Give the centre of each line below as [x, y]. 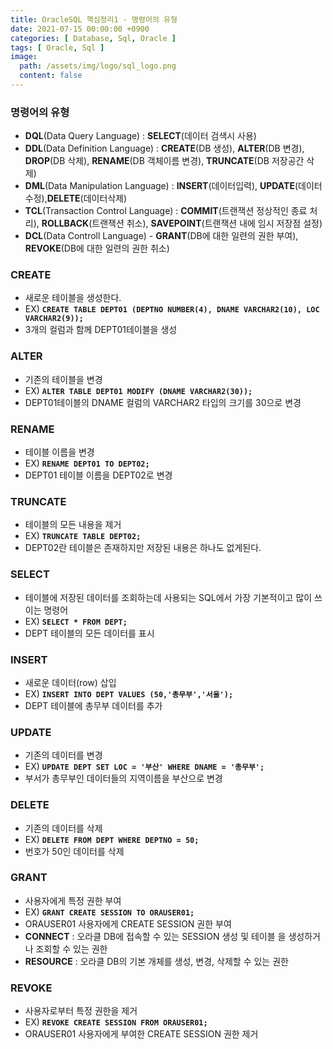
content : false [51, 76]
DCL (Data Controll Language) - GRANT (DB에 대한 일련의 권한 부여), [161, 236]
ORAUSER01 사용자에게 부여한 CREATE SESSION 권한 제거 [141, 1034]
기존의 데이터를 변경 [63, 755]
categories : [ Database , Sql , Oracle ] [93, 38]
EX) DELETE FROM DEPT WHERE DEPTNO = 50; [112, 839]
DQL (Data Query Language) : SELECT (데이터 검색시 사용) [140, 136]
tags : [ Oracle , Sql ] [57, 47]
